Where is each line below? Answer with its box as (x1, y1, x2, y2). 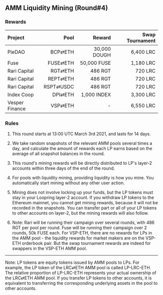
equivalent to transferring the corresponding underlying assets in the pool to (5, 280, 158, 286)
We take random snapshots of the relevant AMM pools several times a (12, 140, 152, 146)
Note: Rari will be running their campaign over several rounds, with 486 (12, 219, 155, 225)
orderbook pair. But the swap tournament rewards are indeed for (21, 240, 151, 246)
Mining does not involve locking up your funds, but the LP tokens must (12, 189, 153, 195)
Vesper (7, 99, 24, 106)
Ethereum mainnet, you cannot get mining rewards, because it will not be (12, 199, 158, 205)
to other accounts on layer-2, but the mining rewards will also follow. (12, 210, 149, 216)
